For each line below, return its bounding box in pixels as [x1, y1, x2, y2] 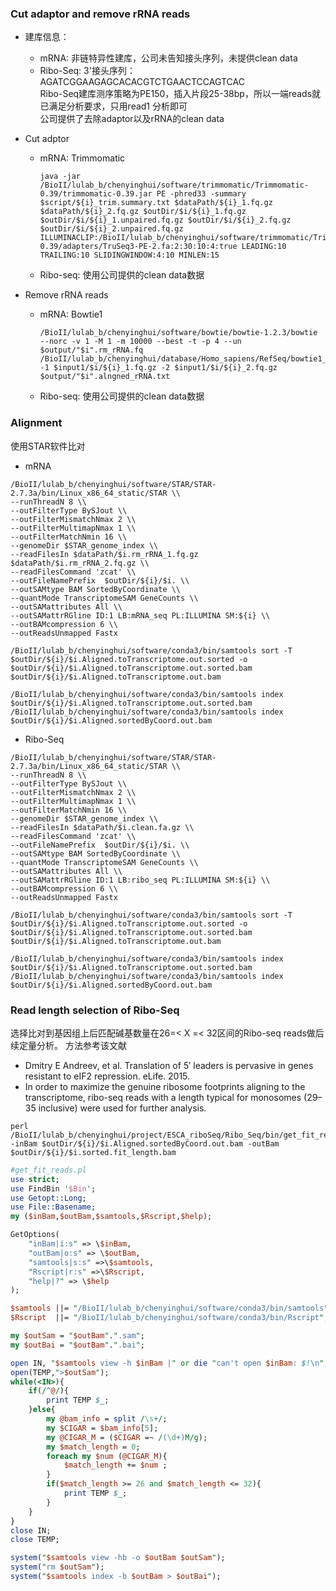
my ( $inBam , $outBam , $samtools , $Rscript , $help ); [10, 1212, 213, 1222]
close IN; [10, 1525, 52, 1536]
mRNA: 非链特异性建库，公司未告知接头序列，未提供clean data [39, 52, 298, 64]
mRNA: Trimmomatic [39, 152, 126, 164]
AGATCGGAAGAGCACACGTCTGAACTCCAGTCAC [39, 76, 245, 88]
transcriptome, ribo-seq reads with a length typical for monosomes [24, 1091, 302, 1103]
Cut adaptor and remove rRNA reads [10, 7, 191, 21]
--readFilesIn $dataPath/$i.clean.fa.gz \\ [10, 822, 195, 832]
